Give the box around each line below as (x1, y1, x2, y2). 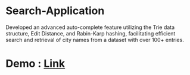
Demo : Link (5, 57, 66, 70)
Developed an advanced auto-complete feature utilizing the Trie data (5, 24, 175, 31)
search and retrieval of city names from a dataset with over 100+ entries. (5, 36, 184, 43)
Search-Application (5, 4, 105, 18)
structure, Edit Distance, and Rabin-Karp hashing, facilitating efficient (5, 30, 176, 37)
